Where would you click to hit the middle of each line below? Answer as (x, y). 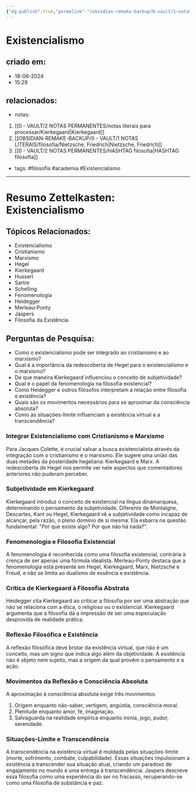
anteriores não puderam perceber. (47, 474)
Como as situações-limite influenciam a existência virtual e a (87, 415)
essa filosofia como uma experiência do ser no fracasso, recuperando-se (94, 777)
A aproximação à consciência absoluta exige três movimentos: (81, 694)
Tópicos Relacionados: (48, 232)
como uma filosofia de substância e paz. (55, 783)
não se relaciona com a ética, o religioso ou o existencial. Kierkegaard (90, 607)
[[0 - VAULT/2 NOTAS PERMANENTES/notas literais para (83, 126)
